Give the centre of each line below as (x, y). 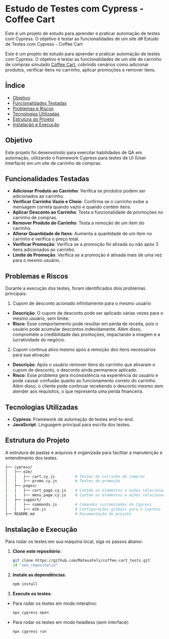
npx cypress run (29, 631)
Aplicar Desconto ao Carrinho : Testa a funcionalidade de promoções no (88, 212)
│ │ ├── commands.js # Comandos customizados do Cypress (78, 504)
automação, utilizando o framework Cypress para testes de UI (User (76, 158)
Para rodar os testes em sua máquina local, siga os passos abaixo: (74, 541)
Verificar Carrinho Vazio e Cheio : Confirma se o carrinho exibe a (80, 202)
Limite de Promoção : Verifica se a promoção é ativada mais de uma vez (87, 255)
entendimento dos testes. (32, 458)
